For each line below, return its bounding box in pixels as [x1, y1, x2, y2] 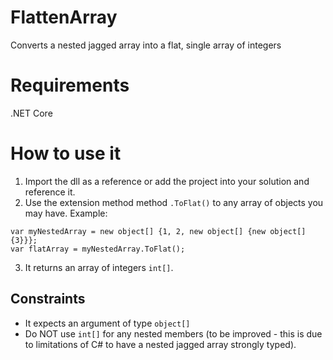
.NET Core [10, 107, 53, 119]
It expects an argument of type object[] [24, 317, 191, 329]
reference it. [24, 186, 76, 198]
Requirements [10, 74, 130, 97]
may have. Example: [24, 207, 108, 219]
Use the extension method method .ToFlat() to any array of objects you [24, 196, 324, 208]
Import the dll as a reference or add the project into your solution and [24, 175, 310, 187]
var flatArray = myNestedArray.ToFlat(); [10, 244, 186, 254]
